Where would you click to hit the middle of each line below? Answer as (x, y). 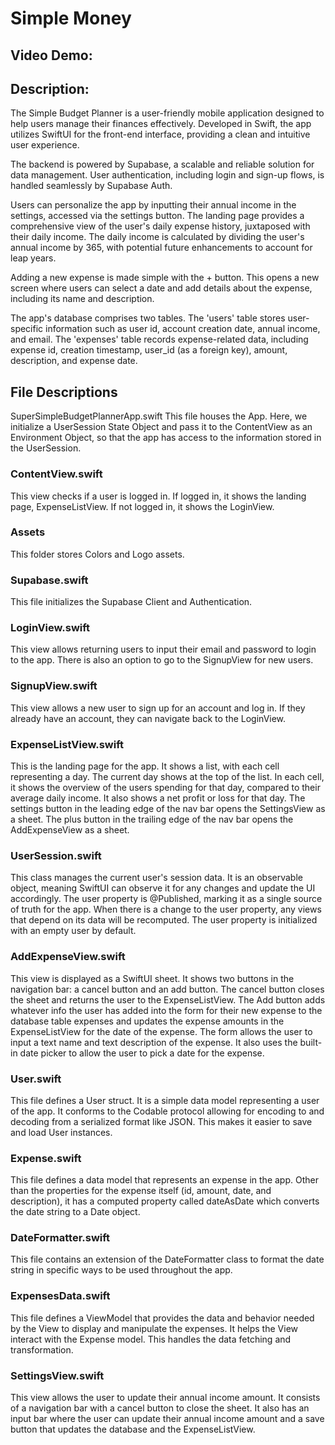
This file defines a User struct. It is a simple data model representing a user (165, 1100)
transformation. (42, 1349)
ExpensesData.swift (60, 1296)
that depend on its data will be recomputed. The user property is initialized (164, 920)
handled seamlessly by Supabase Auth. (91, 186)
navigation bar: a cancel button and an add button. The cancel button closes (167, 989)
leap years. (33, 258)
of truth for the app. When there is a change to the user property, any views (166, 909)
